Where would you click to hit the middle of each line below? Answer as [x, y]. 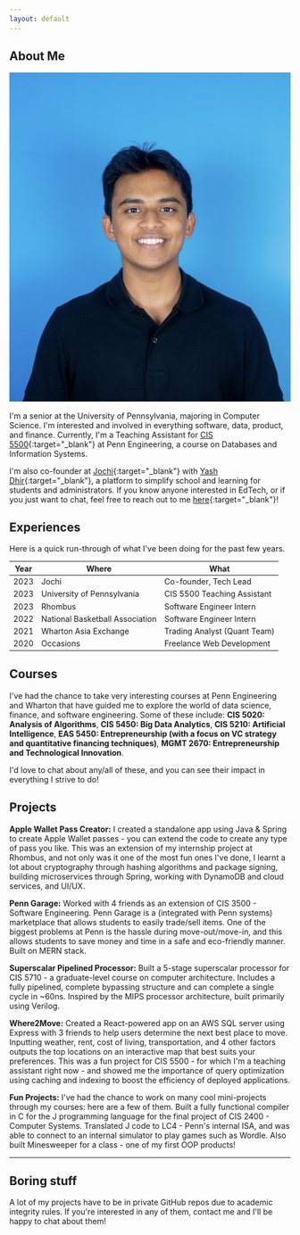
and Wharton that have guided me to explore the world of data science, [141, 705]
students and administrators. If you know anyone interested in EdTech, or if [147, 490]
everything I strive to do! [54, 779]
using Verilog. [35, 1006]
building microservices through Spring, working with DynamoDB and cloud [146, 876]
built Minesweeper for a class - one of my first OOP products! [123, 1144]
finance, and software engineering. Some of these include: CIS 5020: [137, 715]
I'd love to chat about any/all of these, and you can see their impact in [137, 770]
